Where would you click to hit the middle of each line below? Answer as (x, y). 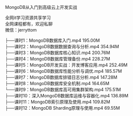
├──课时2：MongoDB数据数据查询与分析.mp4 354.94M (62, 46)
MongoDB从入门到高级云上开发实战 (41, 7)
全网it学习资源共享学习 (28, 18)
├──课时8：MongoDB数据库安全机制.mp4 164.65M (57, 83)
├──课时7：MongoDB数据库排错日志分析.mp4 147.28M (61, 77)
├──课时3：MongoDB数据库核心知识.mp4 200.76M (58, 53)
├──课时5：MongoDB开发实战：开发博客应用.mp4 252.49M (66, 65)
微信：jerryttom (21, 30)
